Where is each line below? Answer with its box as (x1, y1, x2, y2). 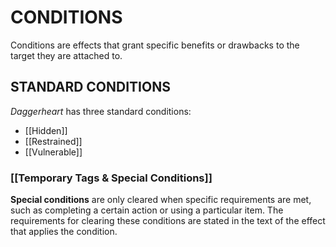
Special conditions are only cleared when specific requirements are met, (10, 194, 312, 206)
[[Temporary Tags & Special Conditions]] (10, 171, 213, 185)
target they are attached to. (10, 49, 123, 61)
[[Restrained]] (24, 135, 83, 147)
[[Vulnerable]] (24, 146, 83, 158)
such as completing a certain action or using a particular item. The (10, 204, 284, 216)
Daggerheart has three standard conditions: (10, 105, 192, 117)
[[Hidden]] (24, 124, 68, 136)
